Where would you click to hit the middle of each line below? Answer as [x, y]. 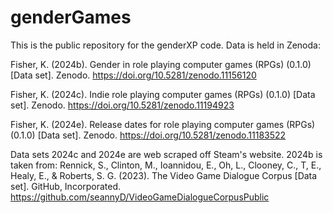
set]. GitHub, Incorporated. [66, 186]
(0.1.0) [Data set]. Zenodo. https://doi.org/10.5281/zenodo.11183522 [148, 135]
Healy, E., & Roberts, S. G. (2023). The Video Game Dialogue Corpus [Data [164, 175]
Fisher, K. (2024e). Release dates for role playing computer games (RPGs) [163, 124]
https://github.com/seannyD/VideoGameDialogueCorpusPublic [140, 197]
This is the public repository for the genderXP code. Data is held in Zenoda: [165, 45]
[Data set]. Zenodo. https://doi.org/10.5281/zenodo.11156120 [133, 75]
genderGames [71, 17]
